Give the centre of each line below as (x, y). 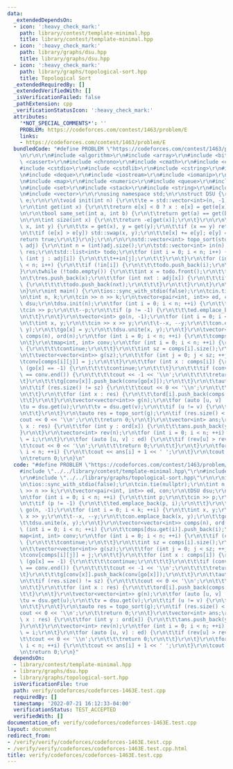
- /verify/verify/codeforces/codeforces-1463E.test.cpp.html (97, 749)
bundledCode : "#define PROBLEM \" (63, 149)
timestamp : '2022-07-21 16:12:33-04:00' (72, 703)
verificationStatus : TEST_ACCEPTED (65, 710)
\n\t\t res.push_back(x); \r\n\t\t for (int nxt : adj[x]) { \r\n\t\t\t (121, 278)
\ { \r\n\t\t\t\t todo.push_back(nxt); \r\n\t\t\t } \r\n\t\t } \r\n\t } (116, 284)
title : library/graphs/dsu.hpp (65, 59)
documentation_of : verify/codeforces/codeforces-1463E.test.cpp (102, 723)
